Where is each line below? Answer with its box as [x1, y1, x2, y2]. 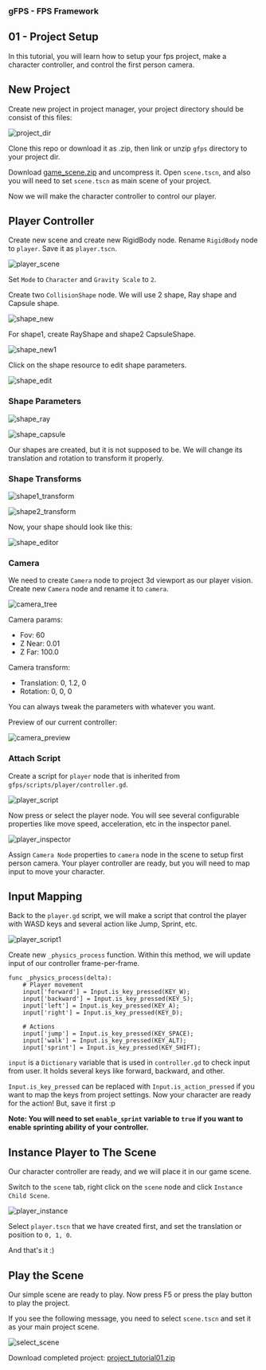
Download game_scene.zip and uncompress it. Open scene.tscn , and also [8, 167, 251, 177]
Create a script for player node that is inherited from [8, 771, 181, 780]
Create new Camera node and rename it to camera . [8, 584, 169, 594]
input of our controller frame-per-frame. [8, 959, 140, 968]
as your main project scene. [8, 1321, 100, 1332]
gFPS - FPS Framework [8, 6, 100, 17]
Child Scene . [8, 1191, 50, 1200]
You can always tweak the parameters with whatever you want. [8, 702, 216, 712]
